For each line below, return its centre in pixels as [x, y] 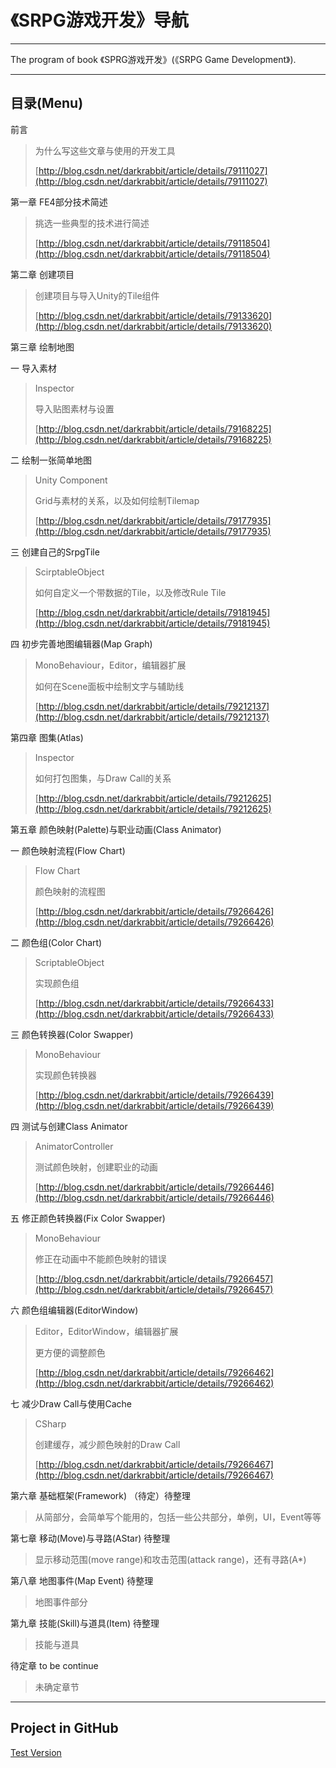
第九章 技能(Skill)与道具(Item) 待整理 [85, 1623]
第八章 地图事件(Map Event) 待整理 [82, 1580]
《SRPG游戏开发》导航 [99, 20]
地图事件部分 [61, 1602]
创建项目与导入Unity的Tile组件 [97, 295]
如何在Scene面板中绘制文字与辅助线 [109, 686]
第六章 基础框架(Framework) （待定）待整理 [101, 1495]
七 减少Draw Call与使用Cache [71, 1403]
